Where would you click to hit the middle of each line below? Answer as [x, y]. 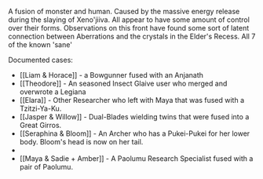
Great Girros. [40, 125]
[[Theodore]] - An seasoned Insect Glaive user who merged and [123, 83]
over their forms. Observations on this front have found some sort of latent [129, 28]
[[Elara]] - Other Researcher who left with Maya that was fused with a [132, 100]
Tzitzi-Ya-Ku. [40, 108]
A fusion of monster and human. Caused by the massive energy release [124, 11]
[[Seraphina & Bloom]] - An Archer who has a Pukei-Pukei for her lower [135, 133]
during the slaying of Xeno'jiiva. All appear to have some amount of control [129, 20]
